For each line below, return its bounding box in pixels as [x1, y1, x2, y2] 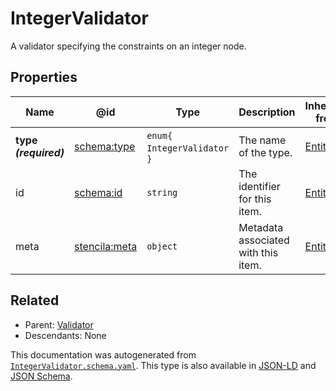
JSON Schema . [10, 370, 73, 382]
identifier [238, 179, 281, 193]
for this [238, 192, 272, 206]
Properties [10, 69, 78, 86]
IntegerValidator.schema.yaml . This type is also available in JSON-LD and [10, 359, 317, 371]
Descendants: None [24, 329, 107, 341]
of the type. [238, 145, 293, 159]
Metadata [238, 220, 284, 234]
